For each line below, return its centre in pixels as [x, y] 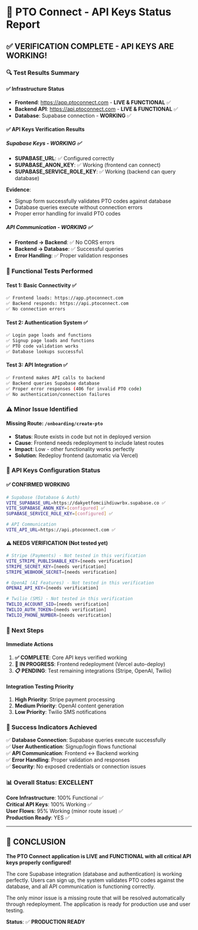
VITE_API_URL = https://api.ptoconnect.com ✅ [61, 530]
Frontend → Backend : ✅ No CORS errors [65, 242]
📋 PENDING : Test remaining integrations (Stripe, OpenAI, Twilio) [93, 670]
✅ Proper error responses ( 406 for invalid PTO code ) [74, 389]
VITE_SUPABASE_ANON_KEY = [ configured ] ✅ [55, 508]
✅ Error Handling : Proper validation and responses [68, 760]
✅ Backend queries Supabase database [53, 383]
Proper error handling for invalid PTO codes [67, 214]
